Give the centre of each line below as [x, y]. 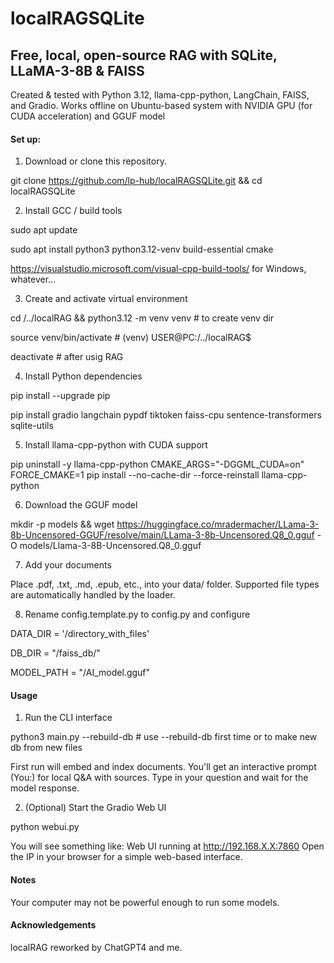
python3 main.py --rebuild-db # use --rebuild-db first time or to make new [164, 737]
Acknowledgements [53, 925]
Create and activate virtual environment [106, 299]
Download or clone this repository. [95, 161]
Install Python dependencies [83, 376]
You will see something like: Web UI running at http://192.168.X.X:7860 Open [167, 846]
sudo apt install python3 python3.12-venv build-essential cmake [142, 249]
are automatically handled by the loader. [93, 595]
